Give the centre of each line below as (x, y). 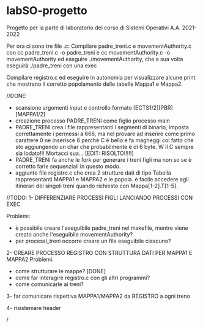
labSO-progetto (47, 11)
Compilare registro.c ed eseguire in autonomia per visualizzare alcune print (101, 77)
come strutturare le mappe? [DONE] (60, 271)
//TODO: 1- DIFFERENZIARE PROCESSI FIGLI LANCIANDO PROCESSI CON (100, 197)
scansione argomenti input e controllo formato (74, 107)
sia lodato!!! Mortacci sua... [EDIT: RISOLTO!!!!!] (74, 153)
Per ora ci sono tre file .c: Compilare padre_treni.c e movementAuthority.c (99, 46)
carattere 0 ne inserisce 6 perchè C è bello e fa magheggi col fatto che (104, 140)
